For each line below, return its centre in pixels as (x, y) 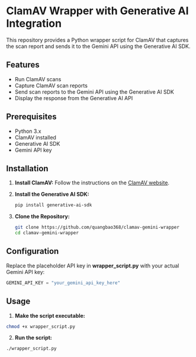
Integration (34, 23)
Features (23, 65)
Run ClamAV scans (38, 79)
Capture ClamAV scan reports (51, 85)
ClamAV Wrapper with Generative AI (97, 11)
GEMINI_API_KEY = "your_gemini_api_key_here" (63, 283)
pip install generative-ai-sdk (53, 205)
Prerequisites (31, 117)
